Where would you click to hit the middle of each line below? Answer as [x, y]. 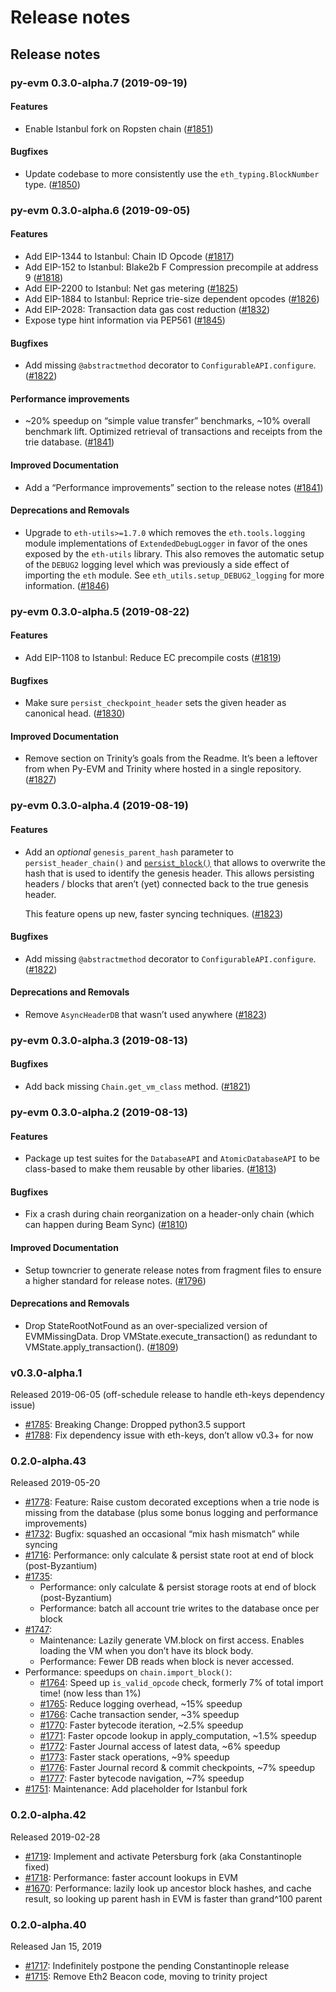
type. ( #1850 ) [52, 184]
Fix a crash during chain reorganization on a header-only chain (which [169, 1214]
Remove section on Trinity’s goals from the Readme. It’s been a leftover [171, 758]
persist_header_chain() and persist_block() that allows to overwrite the [175, 862]
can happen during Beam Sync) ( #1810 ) [106, 1225]
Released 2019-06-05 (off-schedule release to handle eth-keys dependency [167, 1395]
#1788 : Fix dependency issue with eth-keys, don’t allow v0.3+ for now [169, 1435]
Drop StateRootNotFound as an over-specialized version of [146, 1325]
